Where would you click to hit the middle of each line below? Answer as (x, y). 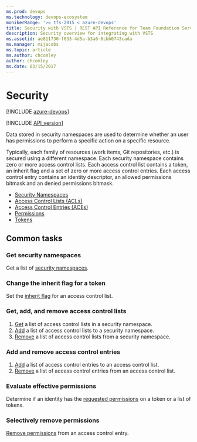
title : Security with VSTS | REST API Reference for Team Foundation (93, 28)
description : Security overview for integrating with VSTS (80, 34)
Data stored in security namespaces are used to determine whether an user (97, 134)
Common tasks (34, 238)
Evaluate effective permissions (51, 386)
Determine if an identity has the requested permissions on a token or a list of (98, 399)
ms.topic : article (28, 50)
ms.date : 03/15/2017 (31, 66)
